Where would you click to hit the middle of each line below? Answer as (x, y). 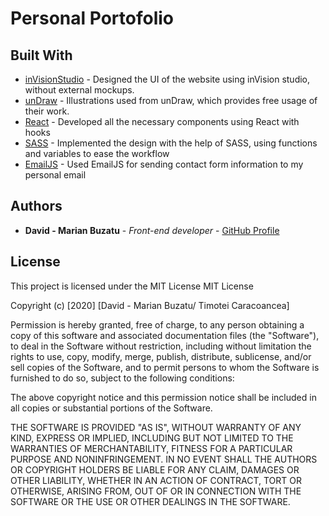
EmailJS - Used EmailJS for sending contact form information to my (164, 164)
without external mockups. (79, 90)
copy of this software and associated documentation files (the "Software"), (165, 335)
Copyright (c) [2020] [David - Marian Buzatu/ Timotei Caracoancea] (150, 305)
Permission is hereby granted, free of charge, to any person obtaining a (157, 324)
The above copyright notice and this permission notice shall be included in (163, 397)
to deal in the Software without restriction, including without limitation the (161, 346)
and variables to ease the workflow (97, 153)
